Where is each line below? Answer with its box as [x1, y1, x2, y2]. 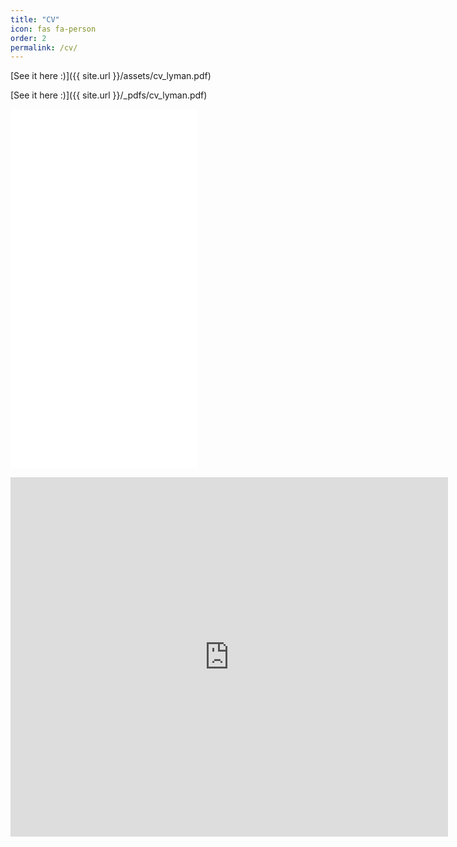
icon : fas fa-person [10, 24, 97, 34]
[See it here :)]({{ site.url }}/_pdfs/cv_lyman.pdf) [10, 89, 208, 101]
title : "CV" [10, 14, 60, 25]
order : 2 [10, 33, 47, 43]
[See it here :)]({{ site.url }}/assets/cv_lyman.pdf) [10, 70, 212, 82]
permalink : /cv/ [10, 42, 78, 53]
